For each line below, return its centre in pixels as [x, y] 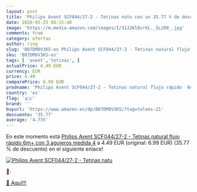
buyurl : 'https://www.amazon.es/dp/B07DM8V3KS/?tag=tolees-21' [85, 109]
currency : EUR [23, 71]
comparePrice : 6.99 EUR [35, 82]
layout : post [22, 11]
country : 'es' [23, 93]
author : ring [22, 44]
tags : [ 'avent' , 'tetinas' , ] [43, 60]
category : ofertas [28, 39]
